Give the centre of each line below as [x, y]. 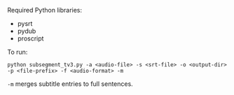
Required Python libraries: [45, 10]
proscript [30, 38]
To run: [18, 52]
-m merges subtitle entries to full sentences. [70, 84]
